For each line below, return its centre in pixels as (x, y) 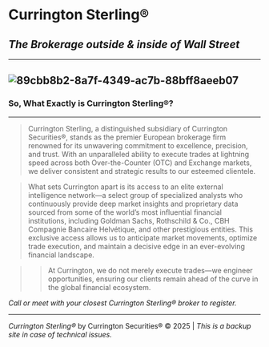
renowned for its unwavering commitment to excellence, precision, (138, 145)
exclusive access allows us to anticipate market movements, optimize (143, 237)
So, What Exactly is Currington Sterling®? (91, 103)
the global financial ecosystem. (99, 287)
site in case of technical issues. (60, 334)
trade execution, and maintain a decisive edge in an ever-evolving (137, 246)
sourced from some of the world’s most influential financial (125, 212)
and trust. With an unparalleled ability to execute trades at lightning (139, 154)
